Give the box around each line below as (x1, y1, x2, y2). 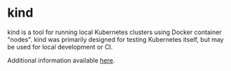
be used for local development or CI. (7, 42, 113, 51)
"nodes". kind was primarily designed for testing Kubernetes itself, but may (7, 35, 224, 43)
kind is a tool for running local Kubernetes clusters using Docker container (7, 28, 223, 36)
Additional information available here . (7, 56, 115, 64)
